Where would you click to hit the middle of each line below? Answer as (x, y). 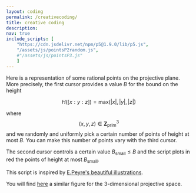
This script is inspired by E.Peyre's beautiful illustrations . (74, 172)
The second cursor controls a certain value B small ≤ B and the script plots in (98, 152)
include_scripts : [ (30, 39)
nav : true (18, 34)
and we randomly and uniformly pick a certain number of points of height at (98, 134)
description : (22, 28)
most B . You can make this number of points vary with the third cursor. (92, 140)
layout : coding (25, 12)
